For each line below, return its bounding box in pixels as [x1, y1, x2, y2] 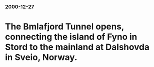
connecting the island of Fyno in [5, 31, 137, 42]
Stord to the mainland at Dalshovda [5, 42, 150, 53]
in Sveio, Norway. [5, 52, 78, 63]
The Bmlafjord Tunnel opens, [5, 21, 124, 32]
